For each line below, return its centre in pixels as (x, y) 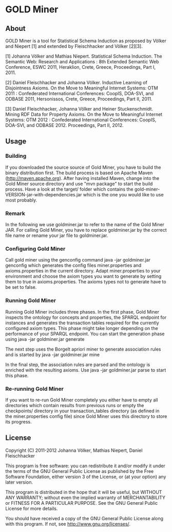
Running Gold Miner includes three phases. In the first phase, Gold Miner (82, 311)
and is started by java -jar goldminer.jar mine (53, 354)
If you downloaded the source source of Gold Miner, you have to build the (83, 167)
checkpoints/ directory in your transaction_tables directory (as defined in (82, 411)
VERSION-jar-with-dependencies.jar (44, 194)
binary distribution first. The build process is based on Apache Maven (79, 173)
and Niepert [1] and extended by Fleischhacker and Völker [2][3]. (74, 46)
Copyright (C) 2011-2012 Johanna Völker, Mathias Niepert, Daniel (74, 450)
